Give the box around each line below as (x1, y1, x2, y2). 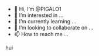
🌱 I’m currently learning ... (13, 18, 77, 24)
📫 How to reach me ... (13, 31, 69, 37)
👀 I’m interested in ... (13, 12, 64, 19)
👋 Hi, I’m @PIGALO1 (13, 6, 62, 12)
